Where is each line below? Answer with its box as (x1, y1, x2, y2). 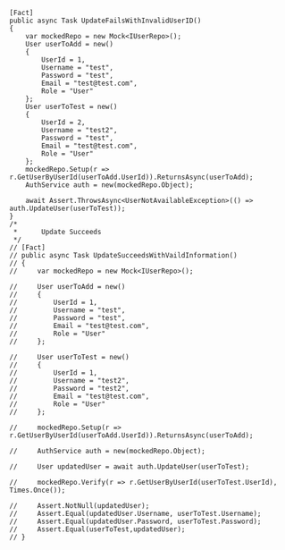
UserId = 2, (41, 118, 87, 127)
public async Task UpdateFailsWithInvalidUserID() (9, 16, 202, 25)
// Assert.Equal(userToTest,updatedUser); (9, 525, 186, 534)
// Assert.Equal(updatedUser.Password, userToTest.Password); (9, 517, 262, 526)
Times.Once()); (9, 486, 66, 495)
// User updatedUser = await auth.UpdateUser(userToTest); (9, 462, 250, 471)
